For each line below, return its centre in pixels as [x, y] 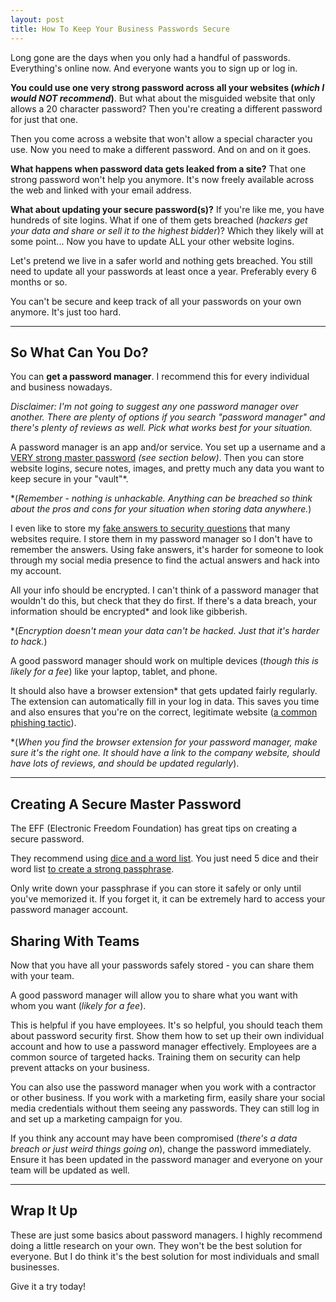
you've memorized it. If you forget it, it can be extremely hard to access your [168, 899]
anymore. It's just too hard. [66, 312]
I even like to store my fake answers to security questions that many [150, 528]
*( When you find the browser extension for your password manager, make [164, 742]
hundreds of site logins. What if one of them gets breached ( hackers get [159, 220]
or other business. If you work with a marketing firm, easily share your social [168, 1097]
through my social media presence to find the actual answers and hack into [165, 560]
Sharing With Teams [75, 941]
